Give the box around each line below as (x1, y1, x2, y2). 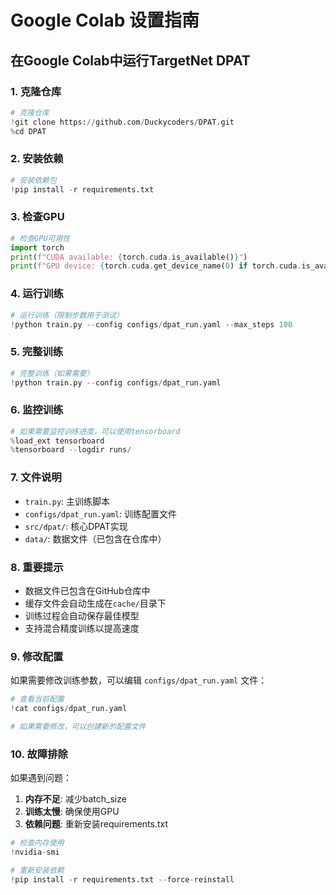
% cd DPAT (10, 126, 47, 136)
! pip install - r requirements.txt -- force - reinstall (10, 874, 235, 885)
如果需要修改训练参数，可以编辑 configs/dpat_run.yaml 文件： (10, 674, 268, 686)
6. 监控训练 (10, 403, 64, 417)
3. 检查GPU (10, 210, 65, 224)
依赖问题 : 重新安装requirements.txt (24, 818, 169, 830)
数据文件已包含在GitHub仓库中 (24, 584, 151, 596)
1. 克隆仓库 (10, 84, 62, 98)
